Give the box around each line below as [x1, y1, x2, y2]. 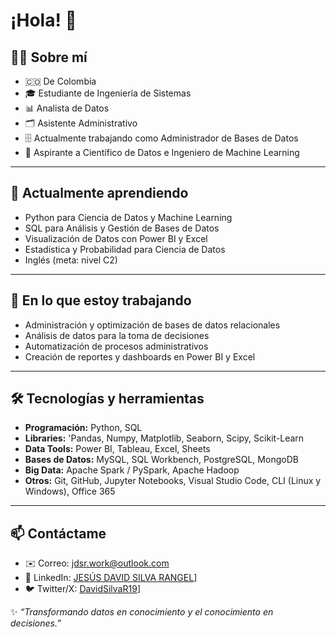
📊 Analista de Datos [24, 102, 110, 114]
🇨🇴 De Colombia [24, 75, 97, 87]
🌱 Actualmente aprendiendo [10, 185, 189, 202]
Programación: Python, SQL [24, 422, 143, 434]
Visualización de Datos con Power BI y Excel [24, 232, 208, 244]
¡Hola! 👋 [10, 9, 77, 32]
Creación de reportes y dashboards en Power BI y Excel [24, 350, 256, 363]
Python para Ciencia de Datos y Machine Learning [24, 211, 233, 223]
